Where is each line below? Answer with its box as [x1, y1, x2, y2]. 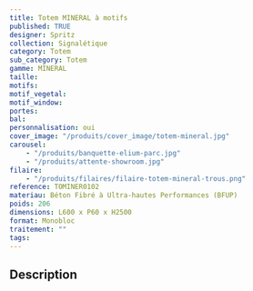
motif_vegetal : [9, 89, 67, 98]
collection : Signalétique [9, 38, 107, 48]
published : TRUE [9, 22, 71, 31]
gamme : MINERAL [9, 65, 67, 74]
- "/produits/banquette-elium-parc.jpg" [25, 148, 181, 157]
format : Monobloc [9, 216, 76, 226]
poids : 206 [9, 199, 51, 209]
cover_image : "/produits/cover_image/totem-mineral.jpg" [9, 132, 230, 141]
